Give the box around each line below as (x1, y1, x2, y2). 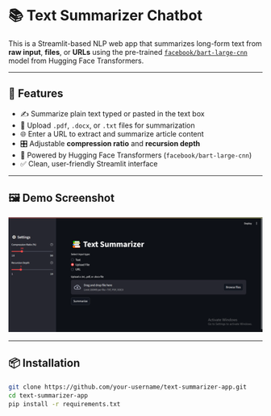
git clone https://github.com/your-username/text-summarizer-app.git (8, 383, 248, 391)
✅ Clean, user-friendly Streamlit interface (19, 158, 158, 168)
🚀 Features (8, 86, 64, 101)
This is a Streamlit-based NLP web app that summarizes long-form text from (8, 38, 262, 48)
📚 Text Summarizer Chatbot (8, 6, 203, 25)
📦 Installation (8, 356, 81, 370)
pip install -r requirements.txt (8, 400, 121, 408)
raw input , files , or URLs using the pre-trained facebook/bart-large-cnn (8, 47, 248, 57)
